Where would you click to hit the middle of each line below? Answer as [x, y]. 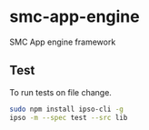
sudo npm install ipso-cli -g [67, 109]
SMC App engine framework [63, 42]
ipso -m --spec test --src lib [69, 117]
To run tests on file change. [60, 92]
